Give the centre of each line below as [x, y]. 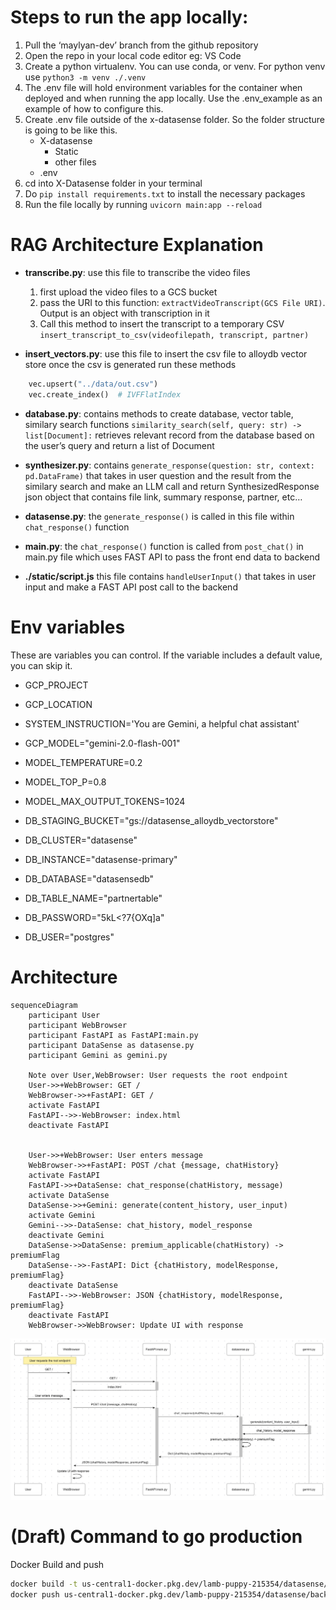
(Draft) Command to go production [156, 1537]
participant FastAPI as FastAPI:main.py [113, 1035]
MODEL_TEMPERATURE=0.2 [83, 762]
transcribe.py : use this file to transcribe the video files [137, 272]
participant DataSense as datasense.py [111, 1045]
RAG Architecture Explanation [137, 245]
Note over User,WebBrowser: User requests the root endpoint [158, 1075]
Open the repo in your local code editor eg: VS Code [133, 55]
